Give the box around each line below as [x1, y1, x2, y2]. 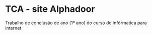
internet [5, 25, 22, 31]
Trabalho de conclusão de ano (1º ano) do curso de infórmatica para [5, 20, 147, 26]
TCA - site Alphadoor [5, 3, 95, 15]
